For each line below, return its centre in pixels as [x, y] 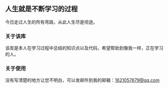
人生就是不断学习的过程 [41, 9]
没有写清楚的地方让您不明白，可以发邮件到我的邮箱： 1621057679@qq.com [82, 80]
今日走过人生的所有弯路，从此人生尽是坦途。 [51, 22]
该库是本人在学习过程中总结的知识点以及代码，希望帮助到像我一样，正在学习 [84, 48]
